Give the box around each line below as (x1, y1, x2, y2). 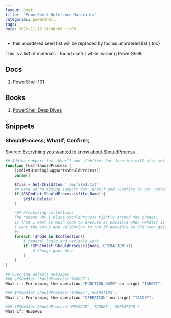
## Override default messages (5, 272, 70, 277)
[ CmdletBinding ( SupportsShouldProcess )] (14, 168, 101, 174)
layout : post (5, 7, 33, 13)
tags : (5, 21, 17, 27)
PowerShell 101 (12, 79, 44, 85)
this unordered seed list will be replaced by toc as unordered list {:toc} (12, 40, 160, 46)
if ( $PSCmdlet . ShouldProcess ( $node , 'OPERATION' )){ (23, 243, 133, 249)
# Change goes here (32, 248, 74, 253)
